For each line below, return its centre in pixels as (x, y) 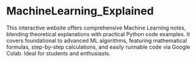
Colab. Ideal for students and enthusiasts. (58, 53)
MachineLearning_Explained (80, 11)
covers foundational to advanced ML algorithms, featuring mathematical (97, 40)
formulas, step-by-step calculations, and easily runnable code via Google (98, 47)
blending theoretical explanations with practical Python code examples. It (98, 34)
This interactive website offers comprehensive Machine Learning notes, (96, 28)
